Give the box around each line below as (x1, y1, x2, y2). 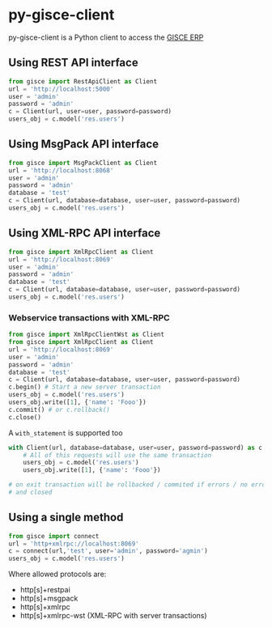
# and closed (8, 488, 53, 497)
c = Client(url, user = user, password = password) (8, 108, 172, 116)
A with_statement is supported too (8, 427, 123, 438)
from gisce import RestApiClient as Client (8, 77, 158, 86)
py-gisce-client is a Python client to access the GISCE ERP (8, 32, 204, 42)
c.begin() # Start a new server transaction (8, 383, 161, 392)
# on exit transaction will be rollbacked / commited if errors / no (8, 481, 249, 489)
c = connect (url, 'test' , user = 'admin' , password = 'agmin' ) (8, 547, 208, 555)
